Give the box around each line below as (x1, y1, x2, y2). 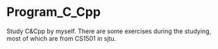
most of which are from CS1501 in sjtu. (6, 34, 117, 42)
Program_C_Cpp (6, 4, 101, 20)
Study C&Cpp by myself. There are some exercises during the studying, (6, 27, 212, 35)
